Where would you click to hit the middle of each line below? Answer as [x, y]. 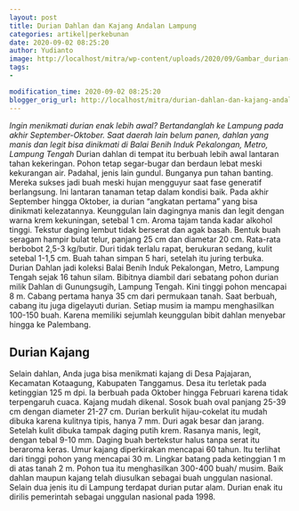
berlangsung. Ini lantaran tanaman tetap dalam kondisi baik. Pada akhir [139, 192]
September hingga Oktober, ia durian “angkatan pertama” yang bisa [133, 201]
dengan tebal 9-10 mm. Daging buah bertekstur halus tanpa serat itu [134, 440]
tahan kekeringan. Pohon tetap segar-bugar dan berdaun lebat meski [136, 163]
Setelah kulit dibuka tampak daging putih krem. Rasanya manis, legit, [135, 431]
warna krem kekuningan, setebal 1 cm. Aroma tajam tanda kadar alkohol [141, 220]
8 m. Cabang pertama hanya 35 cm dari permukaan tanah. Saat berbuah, [143, 296]
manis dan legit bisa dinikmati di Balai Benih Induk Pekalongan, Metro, [139, 144]
